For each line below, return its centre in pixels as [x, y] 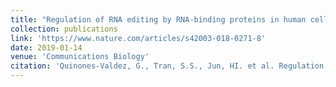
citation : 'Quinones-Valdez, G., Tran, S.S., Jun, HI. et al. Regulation [167, 66]
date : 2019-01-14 [46, 47]
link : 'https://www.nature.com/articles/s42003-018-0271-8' [138, 38]
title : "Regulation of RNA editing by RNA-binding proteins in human [158, 19]
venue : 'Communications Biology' [80, 57]
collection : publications [64, 29]
